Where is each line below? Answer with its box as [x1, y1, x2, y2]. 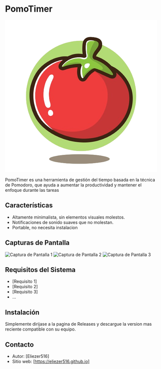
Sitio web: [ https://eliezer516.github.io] [12, 359, 90, 364]
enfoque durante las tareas [5, 187, 59, 193]
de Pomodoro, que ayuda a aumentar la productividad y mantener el [5, 182, 142, 188]
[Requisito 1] [12, 278, 37, 284]
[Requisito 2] [12, 284, 38, 290]
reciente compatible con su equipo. [5, 326, 76, 332]
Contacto [5, 340, 34, 349]
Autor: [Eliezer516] [12, 353, 50, 359]
